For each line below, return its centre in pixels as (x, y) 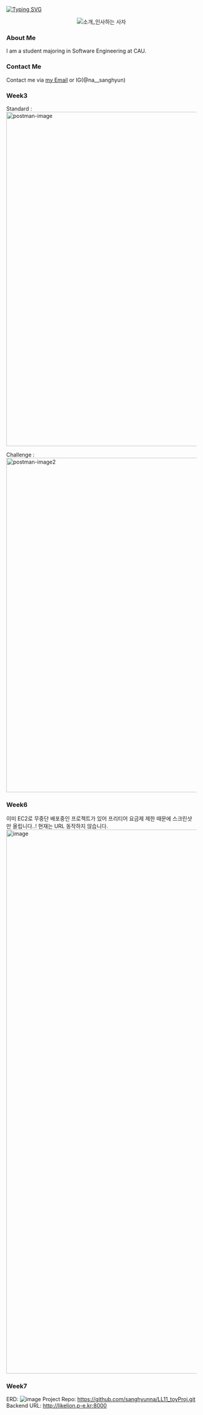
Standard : (19, 108)
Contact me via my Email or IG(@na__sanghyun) (66, 80)
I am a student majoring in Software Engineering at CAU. (76, 51)
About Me (21, 37)
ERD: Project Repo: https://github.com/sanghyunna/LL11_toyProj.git (101, 1399)
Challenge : (21, 455)
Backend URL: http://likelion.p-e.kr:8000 (56, 1406)
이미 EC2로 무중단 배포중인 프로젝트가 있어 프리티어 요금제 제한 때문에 (89, 818)
